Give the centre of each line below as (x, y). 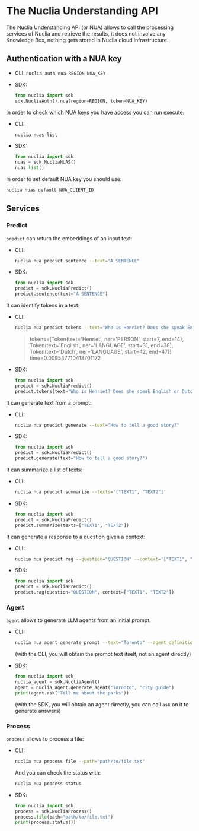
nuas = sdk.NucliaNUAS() (45, 162)
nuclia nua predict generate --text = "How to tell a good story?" (97, 425)
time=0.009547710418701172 (65, 358)
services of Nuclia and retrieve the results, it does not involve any (86, 33)
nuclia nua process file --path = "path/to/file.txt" (80, 762)
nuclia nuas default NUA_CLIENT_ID (50, 190)
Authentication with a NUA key (64, 58)
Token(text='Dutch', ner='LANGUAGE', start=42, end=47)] (100, 351)
